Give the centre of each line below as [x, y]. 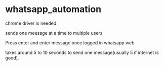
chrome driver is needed [31, 23]
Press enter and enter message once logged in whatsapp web [70, 43]
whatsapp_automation [53, 9]
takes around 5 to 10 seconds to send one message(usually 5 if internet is [82, 52]
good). [12, 58]
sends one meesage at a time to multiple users [54, 33]
